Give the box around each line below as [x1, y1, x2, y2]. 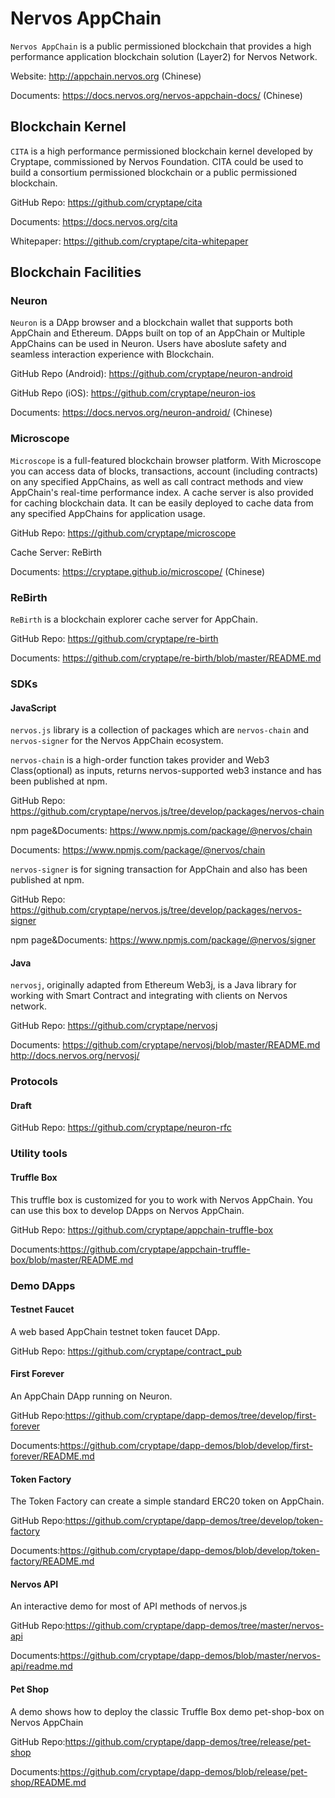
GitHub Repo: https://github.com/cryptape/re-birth [10, 633, 219, 645]
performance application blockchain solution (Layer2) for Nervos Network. [10, 50, 318, 62]
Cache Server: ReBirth [10, 546, 102, 558]
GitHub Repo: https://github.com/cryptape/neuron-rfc [10, 1122, 232, 1134]
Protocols [10, 1075, 59, 1089]
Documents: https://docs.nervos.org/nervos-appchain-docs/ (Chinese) [10, 89, 303, 101]
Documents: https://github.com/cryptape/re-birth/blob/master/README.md [10, 652, 322, 664]
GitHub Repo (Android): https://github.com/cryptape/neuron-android [10, 368, 293, 380]
